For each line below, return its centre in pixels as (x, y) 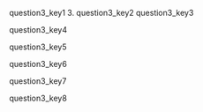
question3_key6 (38, 64)
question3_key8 (38, 98)
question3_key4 (38, 30)
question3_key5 (38, 47)
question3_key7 (38, 81)
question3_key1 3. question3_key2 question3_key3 (101, 13)
